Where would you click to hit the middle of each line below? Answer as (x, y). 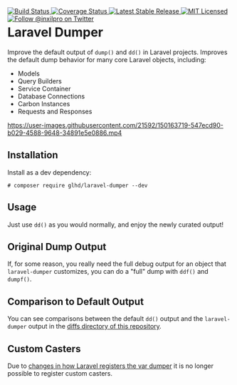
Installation (33, 155)
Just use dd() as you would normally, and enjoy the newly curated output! (116, 225)
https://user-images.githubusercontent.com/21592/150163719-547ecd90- (116, 125)
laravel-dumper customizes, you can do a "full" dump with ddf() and (108, 272)
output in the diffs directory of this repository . (95, 327)
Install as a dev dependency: (49, 172)
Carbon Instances (44, 103)
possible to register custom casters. (60, 373)
